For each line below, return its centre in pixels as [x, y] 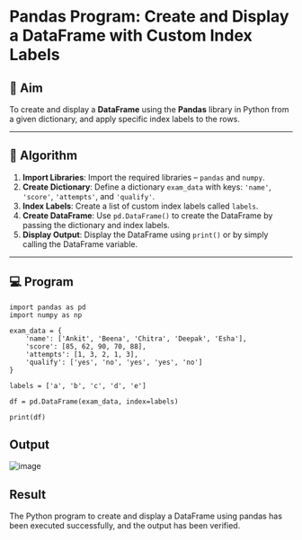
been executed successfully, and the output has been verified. [125, 526]
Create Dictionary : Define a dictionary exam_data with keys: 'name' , [147, 187]
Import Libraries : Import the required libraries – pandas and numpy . [143, 177]
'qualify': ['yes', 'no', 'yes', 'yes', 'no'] [114, 362]
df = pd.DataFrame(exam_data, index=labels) [94, 402]
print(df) [28, 417]
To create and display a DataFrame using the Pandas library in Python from [149, 109]
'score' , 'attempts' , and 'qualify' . [89, 196]
